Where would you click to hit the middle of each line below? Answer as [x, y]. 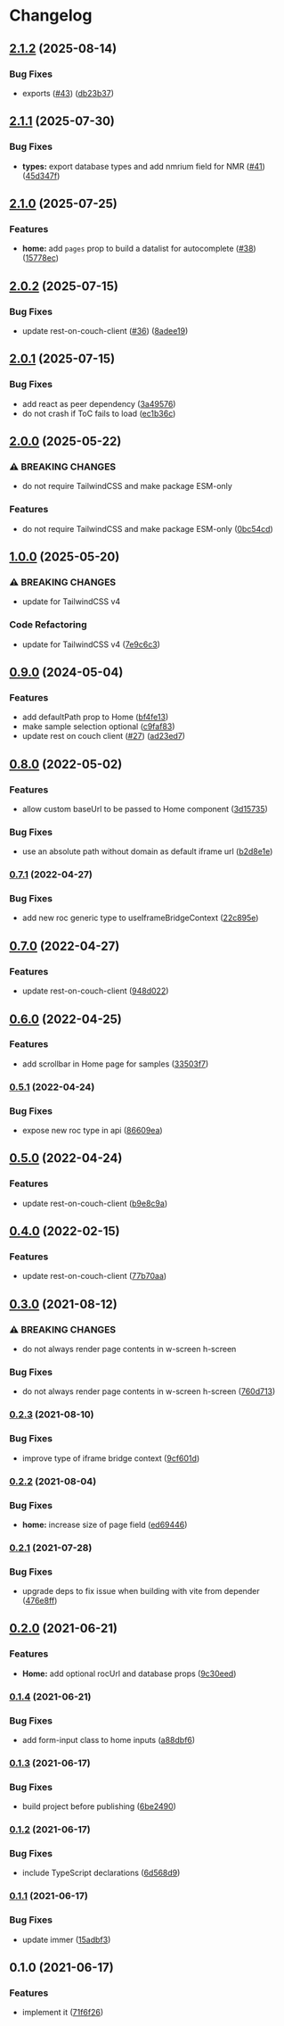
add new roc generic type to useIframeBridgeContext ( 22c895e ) [140, 918]
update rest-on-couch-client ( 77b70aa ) [94, 1276]
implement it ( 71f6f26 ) [63, 2013]
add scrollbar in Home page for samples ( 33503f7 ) [115, 1064]
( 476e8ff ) [40, 1601]
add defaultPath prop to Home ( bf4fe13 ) [95, 717]
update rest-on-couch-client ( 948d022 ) [95, 991]
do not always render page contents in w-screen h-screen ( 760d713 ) [149, 1391]
